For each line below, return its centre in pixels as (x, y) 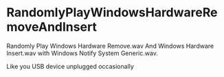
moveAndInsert (52, 27)
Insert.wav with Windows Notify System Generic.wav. (82, 53)
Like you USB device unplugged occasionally (70, 66)
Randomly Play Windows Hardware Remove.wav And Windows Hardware (110, 46)
